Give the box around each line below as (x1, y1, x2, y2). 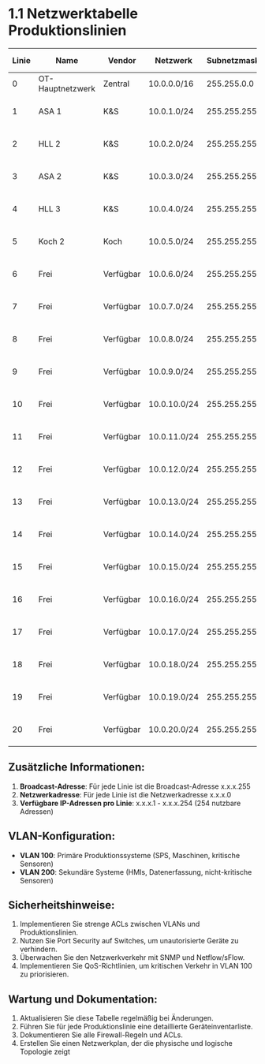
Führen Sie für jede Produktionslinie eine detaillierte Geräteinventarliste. (19, 1022, 253, 1032)
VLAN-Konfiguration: (8, 830, 116, 843)
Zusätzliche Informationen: (8, 760, 145, 774)
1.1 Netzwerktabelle (8, 5, 138, 23)
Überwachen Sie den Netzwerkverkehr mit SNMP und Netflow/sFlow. (19, 953, 245, 962)
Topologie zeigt (19, 1047, 71, 1057)
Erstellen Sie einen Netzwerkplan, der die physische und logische (19, 1039, 233, 1048)
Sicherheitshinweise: (8, 898, 115, 912)
